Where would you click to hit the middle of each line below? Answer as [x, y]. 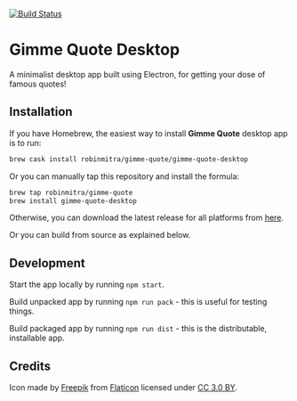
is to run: [25, 143]
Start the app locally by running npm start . [87, 284]
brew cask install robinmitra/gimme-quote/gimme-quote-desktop [129, 159]
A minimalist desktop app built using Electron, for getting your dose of [137, 74]
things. [22, 311]
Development [48, 263]
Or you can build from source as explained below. [100, 235]
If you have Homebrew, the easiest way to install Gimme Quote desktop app [148, 133]
